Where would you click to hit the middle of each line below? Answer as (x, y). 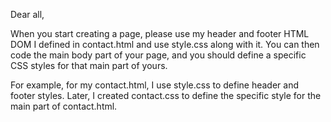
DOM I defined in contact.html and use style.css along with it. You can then (165, 44)
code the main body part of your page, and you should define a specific (158, 55)
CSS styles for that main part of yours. (89, 65)
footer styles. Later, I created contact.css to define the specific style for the (166, 95)
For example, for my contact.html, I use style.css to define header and (155, 85)
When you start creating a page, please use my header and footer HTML (160, 33)
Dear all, (27, 14)
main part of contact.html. (64, 106)
